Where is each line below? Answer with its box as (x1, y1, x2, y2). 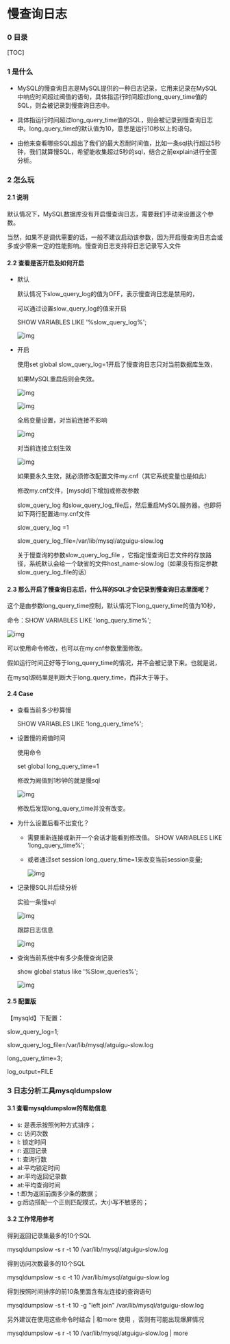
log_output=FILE (7, 1067, 53, 1075)
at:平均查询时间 (16, 1180, 61, 1189)
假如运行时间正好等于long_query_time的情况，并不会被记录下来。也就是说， (7, 659, 221, 667)
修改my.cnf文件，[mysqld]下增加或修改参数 (16, 486, 140, 495)
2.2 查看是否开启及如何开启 (7, 258, 84, 267)
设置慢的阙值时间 (16, 733, 66, 742)
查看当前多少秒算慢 (16, 706, 72, 714)
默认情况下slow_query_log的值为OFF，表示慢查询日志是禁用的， (16, 290, 199, 298)
